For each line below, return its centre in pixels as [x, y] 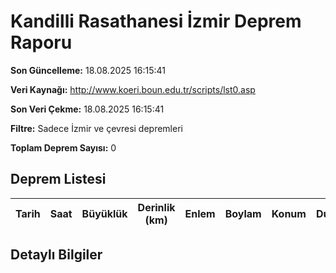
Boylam [243, 213]
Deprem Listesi [58, 179]
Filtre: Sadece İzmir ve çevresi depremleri [96, 128]
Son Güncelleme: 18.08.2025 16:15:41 [88, 70]
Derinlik [156, 207]
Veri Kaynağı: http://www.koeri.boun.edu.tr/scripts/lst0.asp [133, 89]
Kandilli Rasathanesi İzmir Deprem [156, 21]
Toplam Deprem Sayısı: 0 [63, 147]
